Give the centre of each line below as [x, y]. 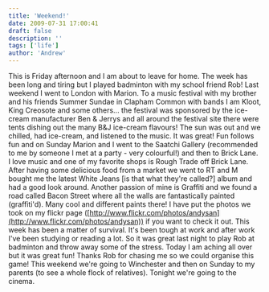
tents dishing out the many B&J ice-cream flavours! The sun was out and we [134, 127]
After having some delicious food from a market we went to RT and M [123, 170]
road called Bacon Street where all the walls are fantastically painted [122, 195]
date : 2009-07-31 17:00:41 [53, 23]
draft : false [30, 31]
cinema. [21, 281]
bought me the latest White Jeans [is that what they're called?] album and [130, 179]
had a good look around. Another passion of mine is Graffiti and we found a [133, 187]
